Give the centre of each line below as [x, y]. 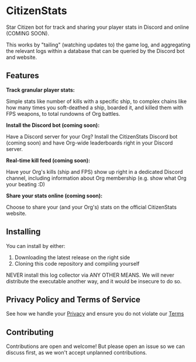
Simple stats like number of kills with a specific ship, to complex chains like [97, 101]
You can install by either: [36, 246]
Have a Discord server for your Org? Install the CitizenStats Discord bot [92, 136]
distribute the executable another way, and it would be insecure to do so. [94, 281]
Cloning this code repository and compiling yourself [77, 263]
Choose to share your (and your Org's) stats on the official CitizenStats [92, 207]
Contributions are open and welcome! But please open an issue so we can [96, 346]
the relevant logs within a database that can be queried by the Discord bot [95, 51]
